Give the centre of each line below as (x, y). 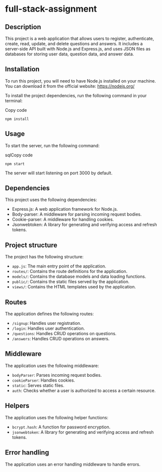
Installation (22, 69)
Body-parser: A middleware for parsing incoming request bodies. (77, 214)
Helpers (17, 406)
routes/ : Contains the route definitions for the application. (70, 271)
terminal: (14, 101)
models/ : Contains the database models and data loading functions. (79, 277)
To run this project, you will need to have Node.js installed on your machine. (81, 81)
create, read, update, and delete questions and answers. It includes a (74, 44)
